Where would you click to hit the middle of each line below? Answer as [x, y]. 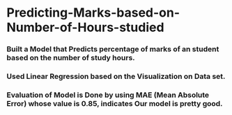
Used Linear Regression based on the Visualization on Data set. [116, 76]
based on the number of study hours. [71, 58]
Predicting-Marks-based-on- [93, 13]
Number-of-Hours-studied [85, 27]
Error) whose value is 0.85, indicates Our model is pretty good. [115, 103]
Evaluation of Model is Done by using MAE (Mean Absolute [108, 95]
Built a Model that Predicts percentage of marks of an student [113, 49]
